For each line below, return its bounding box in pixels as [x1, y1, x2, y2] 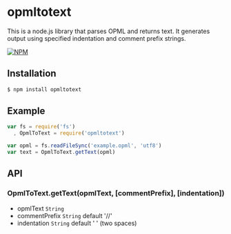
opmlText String [17, 204, 64, 213]
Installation [7, 68, 57, 79]
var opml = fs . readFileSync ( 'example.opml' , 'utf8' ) [7, 142, 162, 149]
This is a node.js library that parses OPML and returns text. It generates [7, 27, 210, 35]
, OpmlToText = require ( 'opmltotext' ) [13, 130, 125, 137]
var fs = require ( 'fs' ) [7, 124, 76, 130]
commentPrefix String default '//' [17, 211, 112, 220]
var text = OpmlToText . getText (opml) [7, 149, 116, 156]
